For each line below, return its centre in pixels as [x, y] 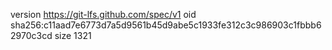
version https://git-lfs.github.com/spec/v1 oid [103, 14]
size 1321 [73, 35]
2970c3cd [31, 35]
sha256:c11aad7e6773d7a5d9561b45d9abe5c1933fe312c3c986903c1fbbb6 [166, 25]
